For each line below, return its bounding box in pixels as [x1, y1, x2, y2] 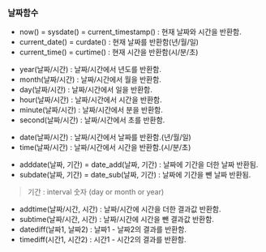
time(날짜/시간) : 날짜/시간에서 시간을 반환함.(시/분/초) [19, 143, 191, 152]
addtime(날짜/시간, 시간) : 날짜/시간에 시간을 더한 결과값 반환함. [19, 204, 221, 214]
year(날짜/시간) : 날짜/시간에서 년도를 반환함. [19, 65, 162, 75]
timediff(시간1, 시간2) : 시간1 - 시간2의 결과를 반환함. [19, 235, 187, 245]
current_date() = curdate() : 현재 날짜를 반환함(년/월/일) [19, 37, 199, 47]
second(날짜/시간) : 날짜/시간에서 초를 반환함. [19, 115, 165, 125]
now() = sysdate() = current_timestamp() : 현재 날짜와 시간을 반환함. [19, 27, 242, 37]
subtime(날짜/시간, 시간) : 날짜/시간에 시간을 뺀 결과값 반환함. [19, 215, 214, 224]
